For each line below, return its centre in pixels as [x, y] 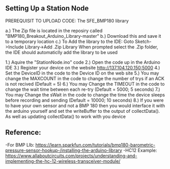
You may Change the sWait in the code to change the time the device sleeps [85, 94]
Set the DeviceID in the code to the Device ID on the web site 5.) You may [82, 73]
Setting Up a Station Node [47, 8]
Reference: [23, 132]
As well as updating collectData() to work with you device [66, 116]
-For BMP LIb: [20, 144]
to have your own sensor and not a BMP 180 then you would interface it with [85, 105]
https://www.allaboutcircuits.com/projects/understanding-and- [71, 156]
